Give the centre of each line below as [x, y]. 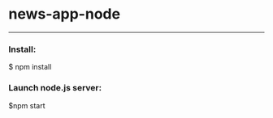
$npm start [27, 105]
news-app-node [64, 14]
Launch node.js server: [55, 88]
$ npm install [30, 67]
